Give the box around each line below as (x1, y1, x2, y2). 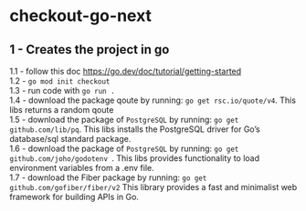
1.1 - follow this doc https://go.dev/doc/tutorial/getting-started (9, 65, 242, 76)
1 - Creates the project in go (9, 42, 170, 57)
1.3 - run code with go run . (9, 85, 116, 95)
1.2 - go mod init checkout (9, 75, 111, 86)
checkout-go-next (9, 5, 153, 26)
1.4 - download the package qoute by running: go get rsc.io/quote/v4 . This (9, 95, 297, 105)
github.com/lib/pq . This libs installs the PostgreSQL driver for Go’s (9, 124, 260, 135)
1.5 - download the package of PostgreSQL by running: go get (9, 115, 239, 125)
